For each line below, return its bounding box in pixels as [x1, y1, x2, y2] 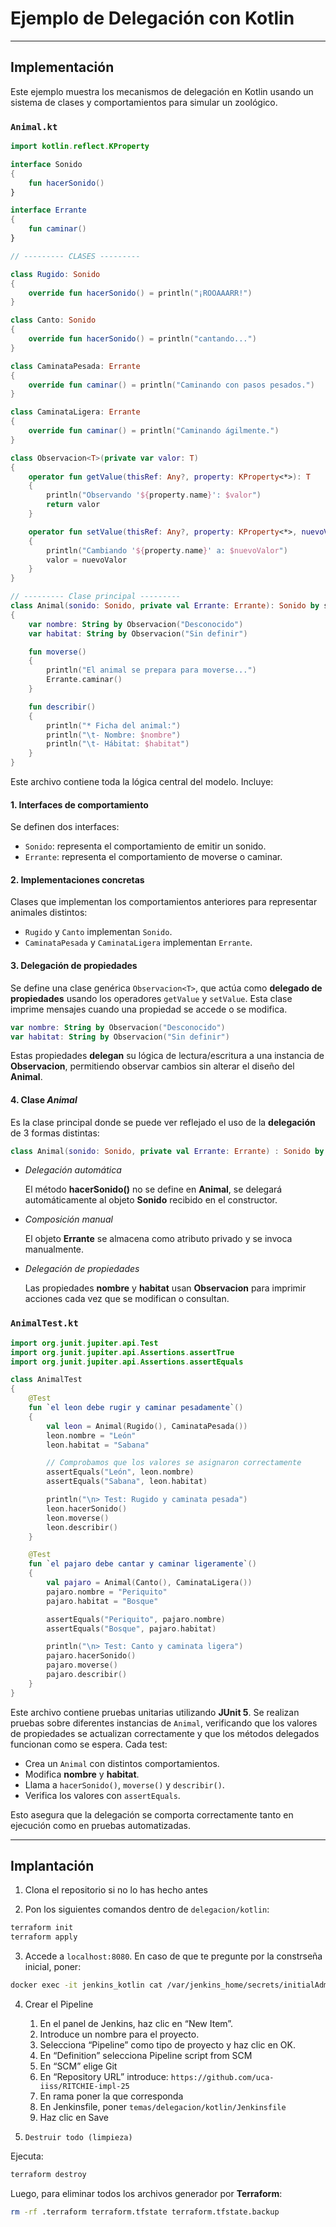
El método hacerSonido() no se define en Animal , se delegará [24, 1183, 283, 1196]
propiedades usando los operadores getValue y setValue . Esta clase [10, 992, 293, 1004]
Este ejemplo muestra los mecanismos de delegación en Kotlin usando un [10, 85, 314, 97]
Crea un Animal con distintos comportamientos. [24, 1757, 220, 1769]
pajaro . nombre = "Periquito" [46, 1587, 168, 1597]
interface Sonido [10, 159, 83, 169]
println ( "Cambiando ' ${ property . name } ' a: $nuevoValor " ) [46, 545, 288, 556]
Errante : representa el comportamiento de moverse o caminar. [24, 851, 283, 863]
